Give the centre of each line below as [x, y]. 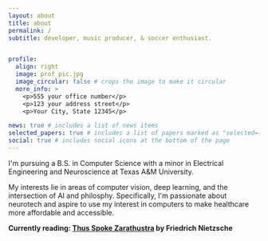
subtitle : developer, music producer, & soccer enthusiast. [110, 38]
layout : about [32, 16]
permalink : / [30, 30]
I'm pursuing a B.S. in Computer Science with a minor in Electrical [116, 163]
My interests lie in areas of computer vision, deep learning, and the [118, 187]
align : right [37, 67]
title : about [30, 23]
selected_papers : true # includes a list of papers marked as [114, 133]
